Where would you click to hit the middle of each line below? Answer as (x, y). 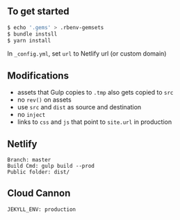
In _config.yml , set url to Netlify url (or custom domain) (87, 54)
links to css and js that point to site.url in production (95, 122)
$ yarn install (29, 40)
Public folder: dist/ (39, 172)
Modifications (38, 76)
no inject (31, 115)
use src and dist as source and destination (79, 107)
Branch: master (29, 160)
